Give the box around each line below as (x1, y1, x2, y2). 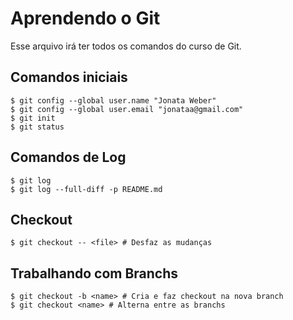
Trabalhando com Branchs (10, 265, 179, 282)
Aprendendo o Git (10, 7, 161, 30)
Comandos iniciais (10, 69, 128, 86)
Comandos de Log (10, 149, 127, 166)
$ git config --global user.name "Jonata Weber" (10, 95, 217, 106)
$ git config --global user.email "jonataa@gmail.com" (10, 104, 244, 114)
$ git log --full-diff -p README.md (10, 184, 163, 194)
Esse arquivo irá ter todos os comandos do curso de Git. (10, 40, 242, 52)
